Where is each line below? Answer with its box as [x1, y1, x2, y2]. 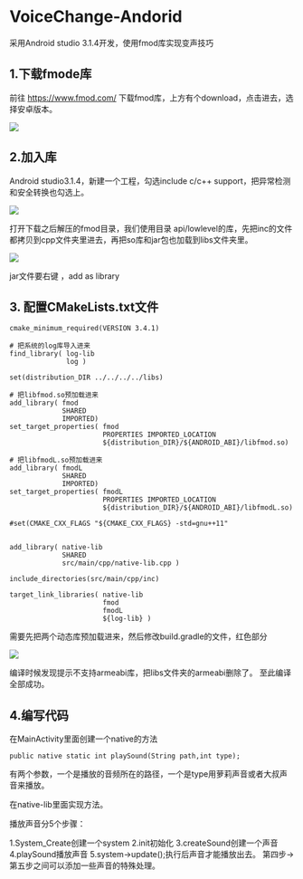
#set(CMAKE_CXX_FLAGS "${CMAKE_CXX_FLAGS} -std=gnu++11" [9, 519, 229, 529]
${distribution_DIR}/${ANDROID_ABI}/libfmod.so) [102, 438, 289, 447]
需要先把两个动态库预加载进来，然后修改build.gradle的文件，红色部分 [9, 631, 269, 642]
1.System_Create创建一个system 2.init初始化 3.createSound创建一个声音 [9, 837, 279, 848]
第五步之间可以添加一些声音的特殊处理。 [9, 860, 160, 871]
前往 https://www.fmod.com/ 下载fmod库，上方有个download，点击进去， [9, 92, 287, 103]
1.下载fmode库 [9, 66, 92, 82]
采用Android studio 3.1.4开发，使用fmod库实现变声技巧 [9, 37, 214, 48]
